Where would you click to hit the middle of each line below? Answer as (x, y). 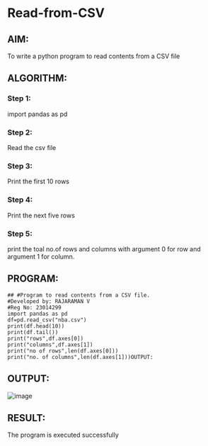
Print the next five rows (41, 215)
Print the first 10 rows (38, 181)
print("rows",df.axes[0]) (45, 338)
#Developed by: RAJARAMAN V (49, 301)
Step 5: (20, 234)
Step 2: (20, 132)
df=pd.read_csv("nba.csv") (47, 320)
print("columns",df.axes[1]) (50, 345)
